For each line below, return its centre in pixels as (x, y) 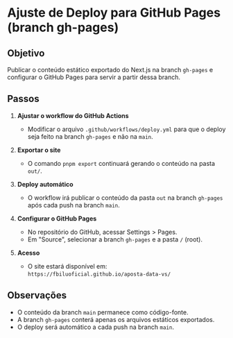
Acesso (28, 253)
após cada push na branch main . (74, 205)
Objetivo (26, 53)
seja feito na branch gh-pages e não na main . (90, 136)
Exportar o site (39, 150)
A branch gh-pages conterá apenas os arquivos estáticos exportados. (116, 319)
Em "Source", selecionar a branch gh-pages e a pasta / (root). (115, 239)
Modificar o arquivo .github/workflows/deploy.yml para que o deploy (127, 129)
